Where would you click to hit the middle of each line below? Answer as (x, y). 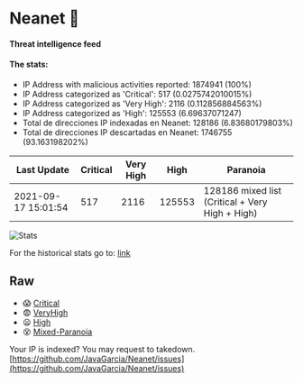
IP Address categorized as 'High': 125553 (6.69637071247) (132, 113)
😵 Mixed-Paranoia (57, 332)
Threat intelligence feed (55, 43)
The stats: (29, 64)
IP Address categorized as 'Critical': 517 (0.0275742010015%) (137, 94)
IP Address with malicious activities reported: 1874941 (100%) (137, 84)
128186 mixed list (243, 190)
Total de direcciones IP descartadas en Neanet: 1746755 (127, 132)
